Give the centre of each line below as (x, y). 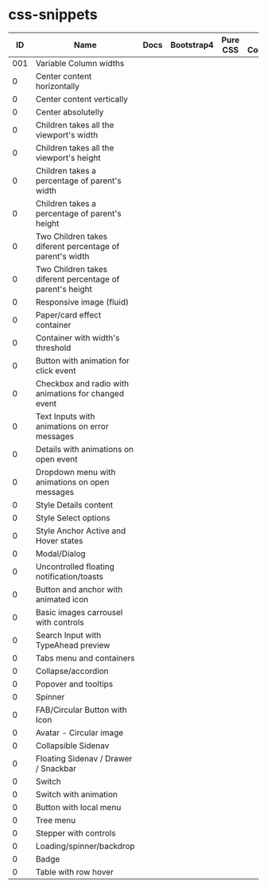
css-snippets (53, 15)
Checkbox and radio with (82, 384)
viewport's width (67, 134)
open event (56, 459)
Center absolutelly (70, 111)
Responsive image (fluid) (82, 302)
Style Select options (73, 517)
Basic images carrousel (79, 612)
